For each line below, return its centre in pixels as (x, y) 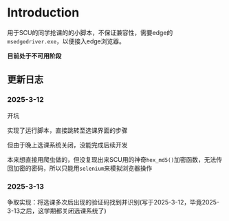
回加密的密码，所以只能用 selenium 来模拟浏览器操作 (80, 168)
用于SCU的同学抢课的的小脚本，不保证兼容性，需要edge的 (90, 32)
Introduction (43, 13)
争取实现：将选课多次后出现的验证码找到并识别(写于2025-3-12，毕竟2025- (113, 202)
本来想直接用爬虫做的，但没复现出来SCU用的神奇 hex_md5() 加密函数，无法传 (115, 159)
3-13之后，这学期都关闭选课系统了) (57, 211)
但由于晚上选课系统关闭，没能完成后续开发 (67, 145)
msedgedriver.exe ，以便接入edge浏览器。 (66, 41)
